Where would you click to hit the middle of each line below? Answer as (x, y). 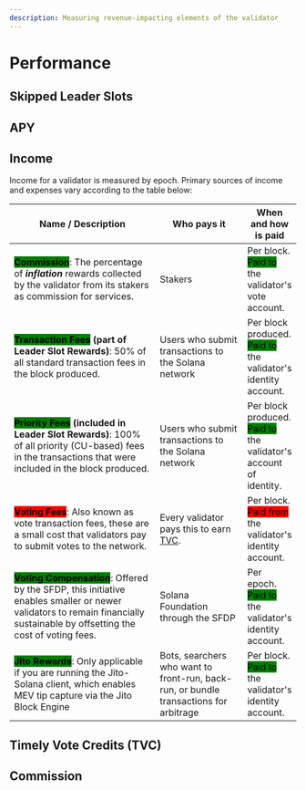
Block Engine (42, 707)
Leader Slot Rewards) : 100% (77, 434)
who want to (186, 667)
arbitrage (179, 712)
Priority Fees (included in (70, 423)
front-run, (181, 679)
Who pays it (199, 224)
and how (270, 224)
